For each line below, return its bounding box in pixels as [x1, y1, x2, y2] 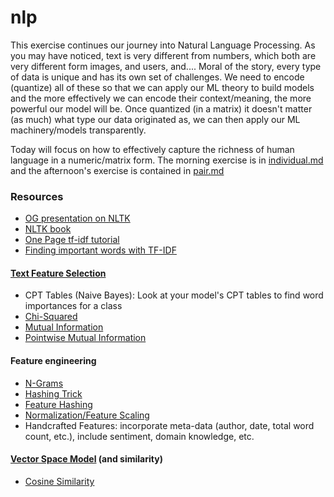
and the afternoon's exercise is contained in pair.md [10, 164, 225, 176]
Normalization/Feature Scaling [24, 409, 150, 421]
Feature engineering [10, 355, 97, 367]
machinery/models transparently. [10, 124, 147, 136]
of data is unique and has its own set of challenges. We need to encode [10, 71, 305, 83]
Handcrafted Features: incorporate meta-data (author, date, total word [24, 419, 315, 431]
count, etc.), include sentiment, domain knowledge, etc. [24, 430, 255, 442]
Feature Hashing [24, 398, 93, 410]
